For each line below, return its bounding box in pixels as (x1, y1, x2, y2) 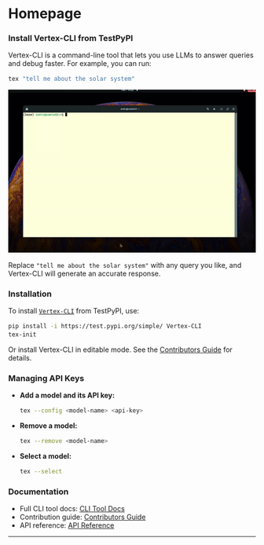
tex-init (8, 331, 37, 338)
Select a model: (19, 451, 72, 460)
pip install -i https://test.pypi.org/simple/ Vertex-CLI (8, 323, 202, 331)
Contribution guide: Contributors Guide (19, 512, 146, 521)
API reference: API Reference (19, 521, 115, 530)
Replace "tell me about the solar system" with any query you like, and (8, 260, 242, 269)
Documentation (8, 486, 69, 497)
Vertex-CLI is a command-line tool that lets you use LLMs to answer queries (8, 50, 254, 60)
